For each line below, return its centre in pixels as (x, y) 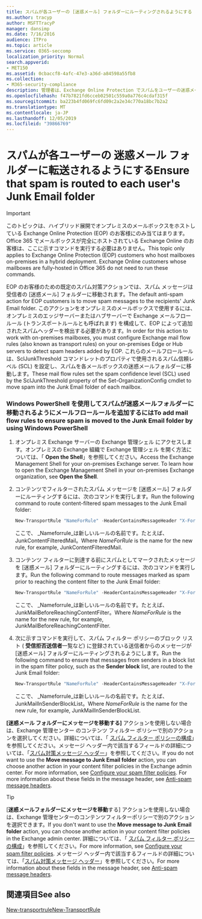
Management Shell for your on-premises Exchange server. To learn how (104, 464)
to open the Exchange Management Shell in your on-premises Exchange (104, 470)
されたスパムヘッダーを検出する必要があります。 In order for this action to (97, 331)
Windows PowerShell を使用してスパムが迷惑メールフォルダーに (100, 403)
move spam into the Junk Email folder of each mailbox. (74, 387)
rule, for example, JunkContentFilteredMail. (69, 547)
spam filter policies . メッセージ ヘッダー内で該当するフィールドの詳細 (93, 853)
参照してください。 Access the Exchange (143, 457)
